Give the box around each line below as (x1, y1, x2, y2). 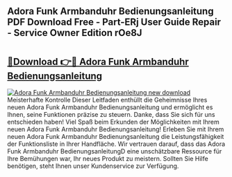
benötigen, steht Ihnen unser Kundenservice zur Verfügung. (7, 162, 179, 170)
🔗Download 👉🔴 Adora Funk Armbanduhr (7, 55, 189, 68)
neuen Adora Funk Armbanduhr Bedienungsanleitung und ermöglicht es (7, 103, 213, 111)
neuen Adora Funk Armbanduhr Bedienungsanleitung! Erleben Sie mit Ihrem (7, 125, 224, 133)
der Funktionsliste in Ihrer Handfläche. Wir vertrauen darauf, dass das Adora (7, 140, 226, 148)
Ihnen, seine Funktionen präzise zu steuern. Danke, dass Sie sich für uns (7, 111, 215, 118)
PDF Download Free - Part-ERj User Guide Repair (7, 17, 221, 28)
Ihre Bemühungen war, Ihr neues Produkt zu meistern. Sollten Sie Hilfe (7, 155, 208, 162)
